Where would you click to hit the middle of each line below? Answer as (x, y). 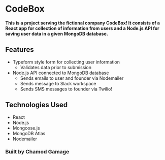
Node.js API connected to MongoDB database (61, 73)
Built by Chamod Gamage (37, 152)
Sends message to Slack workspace (58, 83)
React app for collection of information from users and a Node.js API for (82, 28)
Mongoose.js (26, 128)
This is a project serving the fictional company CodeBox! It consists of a (82, 23)
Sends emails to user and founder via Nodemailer (72, 78)
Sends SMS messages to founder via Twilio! (66, 89)
